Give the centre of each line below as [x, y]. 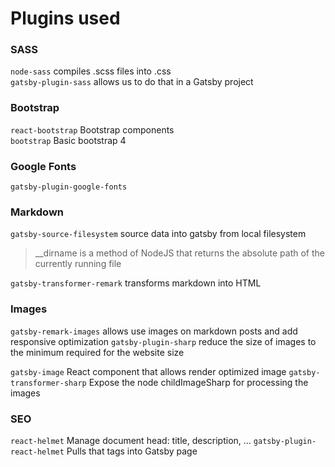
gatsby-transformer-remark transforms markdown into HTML [136, 283]
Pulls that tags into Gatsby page [132, 451]
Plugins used [65, 18]
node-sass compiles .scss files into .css [91, 71]
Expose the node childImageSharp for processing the [198, 382]
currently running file [78, 264]
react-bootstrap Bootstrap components [92, 129]
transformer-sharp [48, 383]
